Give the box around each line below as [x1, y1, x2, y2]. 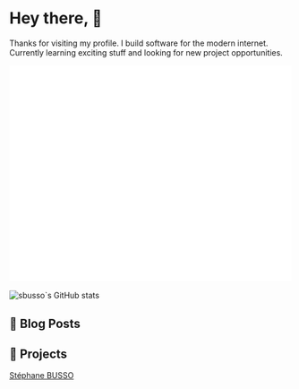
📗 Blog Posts [9, 316, 81, 331]
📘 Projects [9, 347, 68, 362]
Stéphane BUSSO [9, 370, 74, 381]
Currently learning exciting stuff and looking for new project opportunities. [9, 47, 284, 57]
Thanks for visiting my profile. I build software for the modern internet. [9, 38, 269, 48]
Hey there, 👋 [9, 8, 103, 29]
